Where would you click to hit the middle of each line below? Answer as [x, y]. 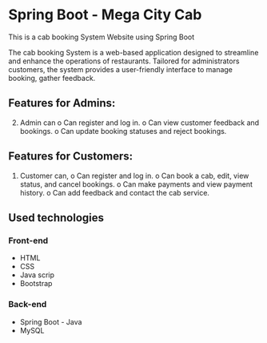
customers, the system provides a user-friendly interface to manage [121, 69]
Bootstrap [36, 284]
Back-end [28, 305]
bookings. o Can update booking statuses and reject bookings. [123, 131]
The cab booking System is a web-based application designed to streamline [133, 52]
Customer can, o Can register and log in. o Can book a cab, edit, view [134, 176]
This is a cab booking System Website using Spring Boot [102, 37]
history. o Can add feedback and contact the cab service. [115, 192]
